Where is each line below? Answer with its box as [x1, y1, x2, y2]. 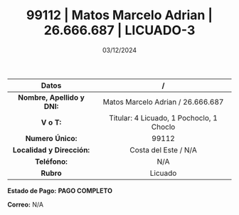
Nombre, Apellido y [17, 93, 85, 103]
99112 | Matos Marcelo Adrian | [26, 7, 213, 23]
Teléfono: [35, 157, 68, 167]
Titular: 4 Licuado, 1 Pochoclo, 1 [109, 112, 218, 122]
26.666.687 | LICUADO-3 [43, 22, 196, 38]
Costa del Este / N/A [129, 145, 197, 154]
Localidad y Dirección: [13, 145, 90, 154]
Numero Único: [25, 133, 78, 143]
